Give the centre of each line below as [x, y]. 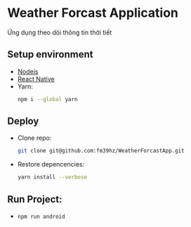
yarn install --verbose [52, 177]
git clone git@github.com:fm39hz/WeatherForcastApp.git [101, 151]
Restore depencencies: [51, 164]
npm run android [41, 216]
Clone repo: [34, 138]
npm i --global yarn [47, 99]
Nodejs [28, 71]
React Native [36, 79]
